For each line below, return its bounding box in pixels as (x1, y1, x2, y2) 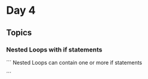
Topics (6, 28, 32, 38)
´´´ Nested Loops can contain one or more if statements (6, 59, 142, 66)
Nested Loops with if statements (6, 45, 103, 54)
